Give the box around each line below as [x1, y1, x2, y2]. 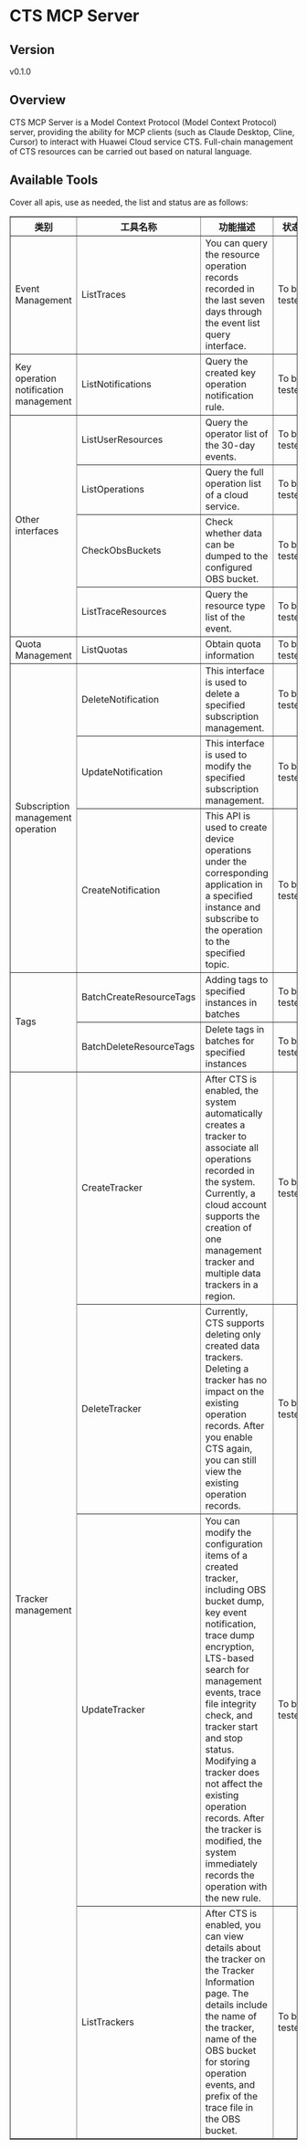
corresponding [205, 866, 270, 879]
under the [205, 855, 248, 868]
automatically [205, 1106, 263, 1119]
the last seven [205, 293, 265, 306]
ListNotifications [81, 377, 153, 390]
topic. [205, 958, 230, 970]
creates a [205, 1118, 246, 1131]
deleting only [205, 1328, 261, 1340]
